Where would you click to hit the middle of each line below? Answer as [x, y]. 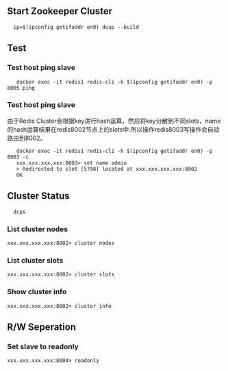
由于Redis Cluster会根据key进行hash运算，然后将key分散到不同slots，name [114, 121]
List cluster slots [35, 260]
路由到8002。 [27, 138]
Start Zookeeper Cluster [60, 11]
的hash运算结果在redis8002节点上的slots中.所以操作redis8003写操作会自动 [113, 129]
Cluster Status [38, 196]
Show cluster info [37, 292]
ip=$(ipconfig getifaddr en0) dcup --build [76, 27]
